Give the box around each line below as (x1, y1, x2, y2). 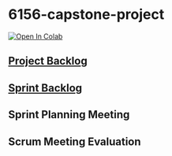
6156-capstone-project (8, 6, 165, 24)
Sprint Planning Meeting (8, 108, 130, 121)
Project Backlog (8, 54, 88, 68)
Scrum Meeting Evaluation (8, 135, 141, 148)
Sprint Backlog (8, 81, 83, 95)
